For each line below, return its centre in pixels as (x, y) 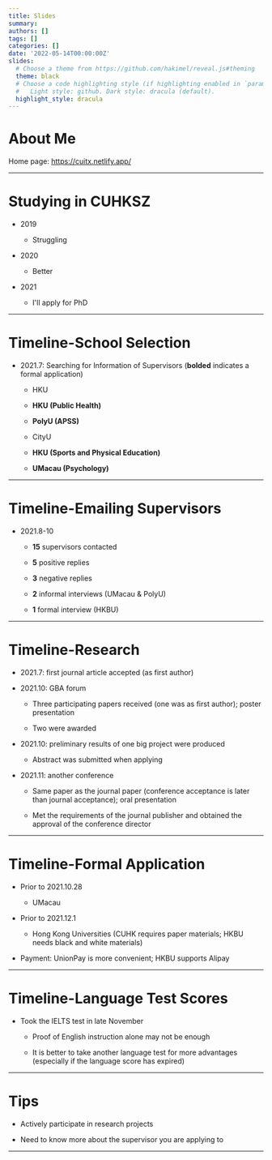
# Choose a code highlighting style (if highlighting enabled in (128, 83)
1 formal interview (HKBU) (75, 610)
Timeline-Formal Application (107, 865)
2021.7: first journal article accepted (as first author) (107, 672)
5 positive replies (61, 563)
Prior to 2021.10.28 (51, 886)
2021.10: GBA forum (53, 688)
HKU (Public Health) (66, 405)
